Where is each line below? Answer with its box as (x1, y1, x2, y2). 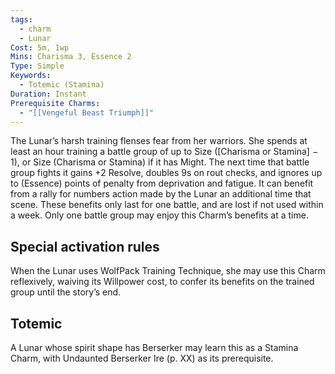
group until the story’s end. (10, 286, 122, 298)
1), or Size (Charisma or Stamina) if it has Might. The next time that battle (10, 156, 310, 168)
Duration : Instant (10, 89, 87, 99)
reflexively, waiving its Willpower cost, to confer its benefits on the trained (10, 276, 315, 288)
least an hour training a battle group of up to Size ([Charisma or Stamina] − (10, 146, 319, 158)
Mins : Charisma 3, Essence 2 (10, 52, 132, 62)
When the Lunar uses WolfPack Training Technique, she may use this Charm (10, 265, 326, 277)
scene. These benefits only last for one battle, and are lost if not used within (10, 199, 324, 211)
